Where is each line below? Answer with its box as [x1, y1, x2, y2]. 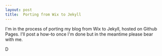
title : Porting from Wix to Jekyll [5, 12, 81, 17]
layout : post [5, 7, 32, 12]
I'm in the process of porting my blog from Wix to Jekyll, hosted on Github [5, 25, 158, 31]
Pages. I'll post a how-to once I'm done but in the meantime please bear [5, 31, 154, 37]
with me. [5, 36, 23, 42]
